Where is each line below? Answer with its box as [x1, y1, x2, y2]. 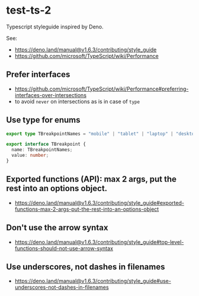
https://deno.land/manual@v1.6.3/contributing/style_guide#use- [14, 278, 172, 285]
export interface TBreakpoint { [6, 141, 86, 147]
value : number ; [11, 152, 49, 159]
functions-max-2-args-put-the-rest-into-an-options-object [14, 205, 159, 213]
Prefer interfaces [6, 69, 70, 80]
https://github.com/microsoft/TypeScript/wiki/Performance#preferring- [14, 85, 189, 92]
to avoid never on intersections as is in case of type [14, 98, 140, 105]
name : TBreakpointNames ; [11, 147, 73, 153]
